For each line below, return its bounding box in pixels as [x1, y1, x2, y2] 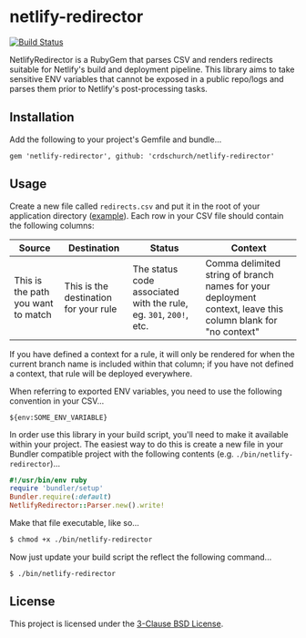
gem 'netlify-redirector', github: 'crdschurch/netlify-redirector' [9, 151, 275, 160]
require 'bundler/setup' [9, 484, 104, 493]
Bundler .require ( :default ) [9, 492, 112, 502]
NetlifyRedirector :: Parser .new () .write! [9, 501, 166, 510]
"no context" [205, 325, 260, 338]
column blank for [205, 314, 278, 326]
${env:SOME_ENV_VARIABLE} [9, 413, 107, 422]
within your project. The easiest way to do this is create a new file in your [9, 438, 284, 449]
